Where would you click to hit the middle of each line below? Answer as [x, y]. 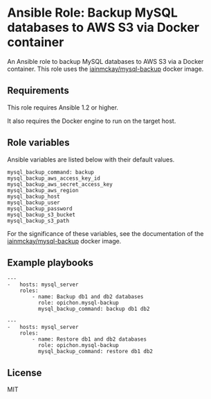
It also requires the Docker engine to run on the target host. [92, 121]
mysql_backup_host [34, 196]
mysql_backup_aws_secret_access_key [60, 184]
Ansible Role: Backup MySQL [92, 13]
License [25, 373]
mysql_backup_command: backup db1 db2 [94, 309]
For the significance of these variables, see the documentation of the [105, 233]
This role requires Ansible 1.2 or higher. [63, 107]
